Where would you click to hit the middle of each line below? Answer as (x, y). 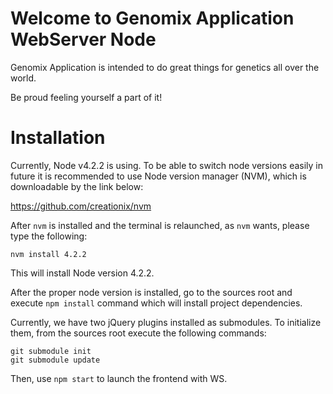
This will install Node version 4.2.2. (82, 273)
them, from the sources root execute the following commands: (138, 333)
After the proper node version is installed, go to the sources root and (151, 292)
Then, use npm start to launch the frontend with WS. (119, 378)
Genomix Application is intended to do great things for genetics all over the (165, 67)
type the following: (49, 236)
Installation (58, 138)
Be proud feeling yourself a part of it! (86, 97)
